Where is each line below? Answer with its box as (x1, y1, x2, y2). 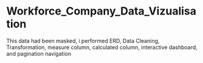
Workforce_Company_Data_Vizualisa (6, 4, 196, 18)
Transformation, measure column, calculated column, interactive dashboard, (6, 44, 198, 51)
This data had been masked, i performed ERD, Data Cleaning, (6, 37, 160, 44)
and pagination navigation (6, 50, 72, 57)
